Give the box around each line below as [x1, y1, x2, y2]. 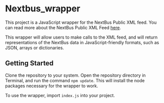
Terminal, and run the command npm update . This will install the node [5, 77, 145, 83]
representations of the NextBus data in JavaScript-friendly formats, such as [5, 39, 160, 45]
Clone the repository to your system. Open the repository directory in [5, 72, 146, 78]
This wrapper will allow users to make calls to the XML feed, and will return [5, 34, 158, 40]
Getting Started [5, 59, 54, 67]
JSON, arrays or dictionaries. [5, 45, 64, 51]
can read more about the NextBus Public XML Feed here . [5, 24, 121, 30]
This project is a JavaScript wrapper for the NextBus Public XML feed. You [5, 19, 157, 25]
